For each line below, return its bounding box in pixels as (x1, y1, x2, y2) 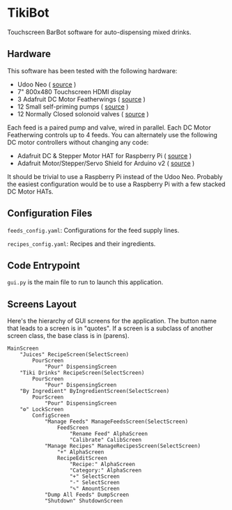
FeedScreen (56, 424, 89, 431)
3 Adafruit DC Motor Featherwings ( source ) (17, 95, 146, 103)
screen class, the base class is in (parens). (7, 332, 130, 340)
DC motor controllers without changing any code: (7, 138, 149, 146)
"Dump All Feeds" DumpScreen (44, 491, 130, 499)
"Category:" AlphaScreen (69, 467, 141, 474)
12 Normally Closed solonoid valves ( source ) (17, 109, 149, 118)
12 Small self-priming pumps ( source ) (17, 102, 129, 111)
